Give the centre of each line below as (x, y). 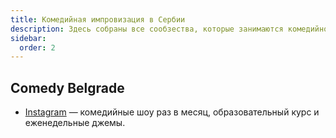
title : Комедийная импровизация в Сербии (98, 19)
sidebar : (28, 38)
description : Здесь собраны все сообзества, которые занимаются (147, 29)
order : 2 (37, 47)
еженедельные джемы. (75, 123)
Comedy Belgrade (67, 87)
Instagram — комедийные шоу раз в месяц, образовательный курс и (172, 112)
